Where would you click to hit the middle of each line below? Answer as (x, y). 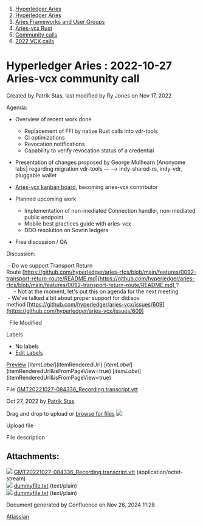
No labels (27, 346)
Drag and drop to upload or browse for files (61, 413)
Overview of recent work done (53, 119)
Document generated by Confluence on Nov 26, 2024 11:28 (81, 505)
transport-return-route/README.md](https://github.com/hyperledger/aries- (101, 278)
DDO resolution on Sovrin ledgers (66, 230)
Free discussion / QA (41, 242)
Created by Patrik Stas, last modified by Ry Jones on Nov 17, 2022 (89, 95)
